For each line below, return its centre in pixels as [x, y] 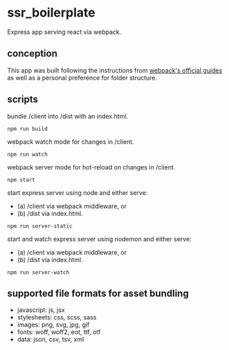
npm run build [28, 129]
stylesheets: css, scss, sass [57, 317]
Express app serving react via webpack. [64, 32]
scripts [22, 99]
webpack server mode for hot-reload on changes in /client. [91, 167]
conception [32, 54]
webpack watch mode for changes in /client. [71, 141]
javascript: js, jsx [41, 310]
